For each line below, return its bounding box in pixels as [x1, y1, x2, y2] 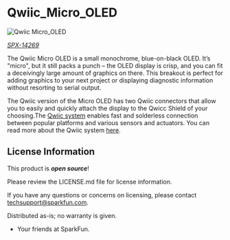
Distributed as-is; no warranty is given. [7, 211, 117, 219]
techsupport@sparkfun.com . [7, 198, 89, 206]
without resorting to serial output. [7, 83, 102, 91]
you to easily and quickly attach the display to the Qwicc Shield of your [7, 104, 208, 112]
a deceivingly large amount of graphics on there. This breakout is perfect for [7, 69, 223, 77]
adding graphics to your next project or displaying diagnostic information [7, 76, 214, 84]
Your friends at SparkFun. [16, 225, 90, 233]
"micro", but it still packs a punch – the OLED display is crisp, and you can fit [7, 61, 223, 69]
